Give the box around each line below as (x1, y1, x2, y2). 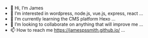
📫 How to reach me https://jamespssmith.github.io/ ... (10, 27, 125, 33)
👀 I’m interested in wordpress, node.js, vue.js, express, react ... (10, 10, 143, 16)
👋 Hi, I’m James (10, 5, 44, 11)
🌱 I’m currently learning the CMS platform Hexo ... (10, 16, 116, 22)
